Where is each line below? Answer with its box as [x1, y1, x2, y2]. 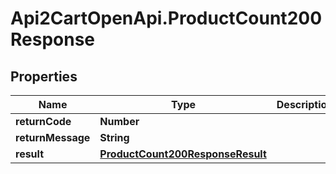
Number [99, 115, 140, 128]
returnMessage [15, 131, 91, 144]
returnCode [15, 115, 72, 128]
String [99, 131, 130, 144]
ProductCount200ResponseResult [99, 147, 267, 161]
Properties [10, 68, 78, 85]
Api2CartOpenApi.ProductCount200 [10, 7, 323, 30]
